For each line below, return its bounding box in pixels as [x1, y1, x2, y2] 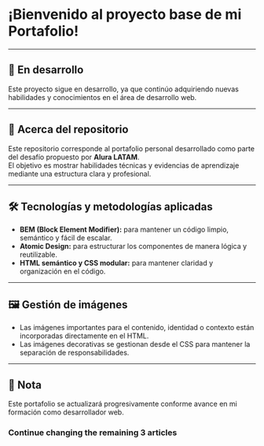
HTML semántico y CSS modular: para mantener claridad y [19, 258, 214, 268]
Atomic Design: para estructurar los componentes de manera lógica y [19, 242, 247, 251]
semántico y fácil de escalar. [19, 233, 112, 243]
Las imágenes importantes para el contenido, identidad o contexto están [19, 323, 255, 333]
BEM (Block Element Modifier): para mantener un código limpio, [19, 225, 229, 234]
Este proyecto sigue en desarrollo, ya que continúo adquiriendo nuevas [8, 84, 240, 94]
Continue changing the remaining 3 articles [8, 427, 178, 438]
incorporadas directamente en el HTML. [19, 331, 149, 340]
